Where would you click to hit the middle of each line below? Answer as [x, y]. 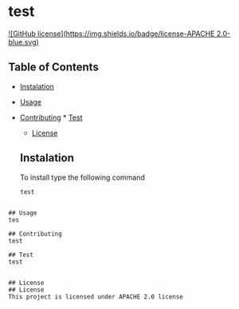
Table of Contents [54, 67]
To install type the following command [82, 177]
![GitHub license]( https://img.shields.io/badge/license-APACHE [112, 34]
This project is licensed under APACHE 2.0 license [96, 297]
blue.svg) [24, 42]
